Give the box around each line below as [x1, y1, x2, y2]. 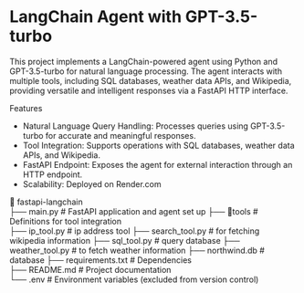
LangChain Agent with [9, 6, 183, 27]
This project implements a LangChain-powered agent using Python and [9, 56, 278, 67]
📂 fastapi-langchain [9, 196, 84, 207]
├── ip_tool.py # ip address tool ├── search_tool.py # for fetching [9, 225, 260, 236]
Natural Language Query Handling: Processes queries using [22, 120, 249, 131]
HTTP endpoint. [22, 169, 83, 180]
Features [9, 102, 43, 113]
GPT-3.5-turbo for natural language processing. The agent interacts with [9, 66, 283, 77]
